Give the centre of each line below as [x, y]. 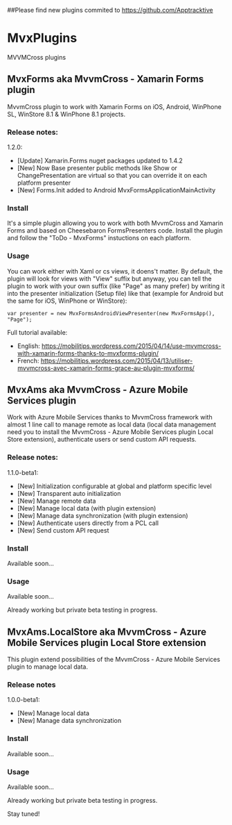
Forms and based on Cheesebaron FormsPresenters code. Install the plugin [115, 231]
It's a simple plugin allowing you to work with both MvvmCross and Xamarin [115, 223]
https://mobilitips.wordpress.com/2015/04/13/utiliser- [117, 360]
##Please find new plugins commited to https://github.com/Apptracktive [110, 10]
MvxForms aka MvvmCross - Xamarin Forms [106, 79]
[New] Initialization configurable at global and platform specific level [115, 486]
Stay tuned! [24, 814]
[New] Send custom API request [63, 530]
